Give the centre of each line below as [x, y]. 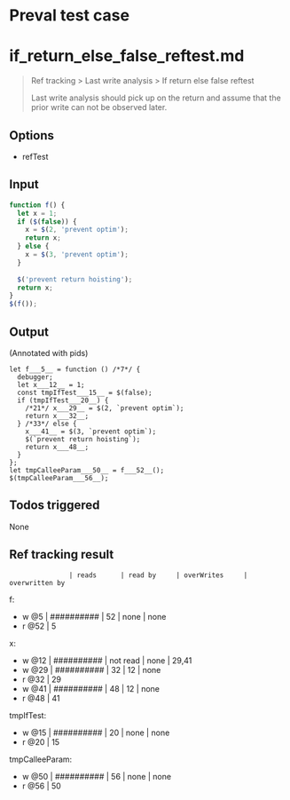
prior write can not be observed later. [99, 107]
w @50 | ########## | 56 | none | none [96, 776]
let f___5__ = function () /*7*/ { [75, 369]
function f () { [37, 205]
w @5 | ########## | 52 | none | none [94, 616]
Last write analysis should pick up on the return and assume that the [156, 98]
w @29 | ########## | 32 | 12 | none [91, 669]
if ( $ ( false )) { [47, 222]
